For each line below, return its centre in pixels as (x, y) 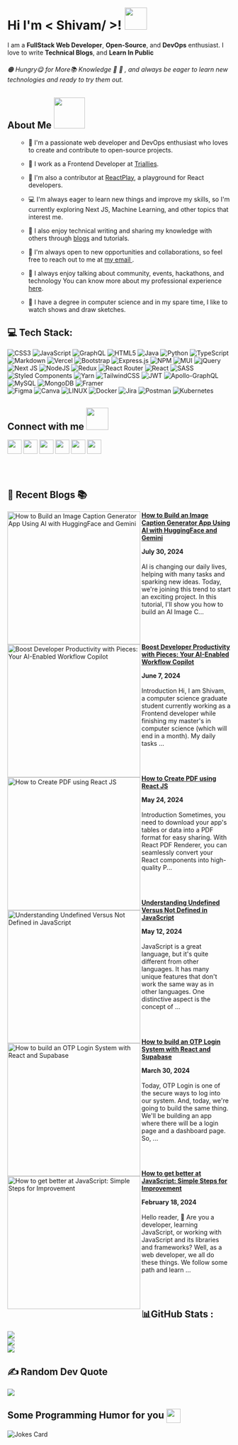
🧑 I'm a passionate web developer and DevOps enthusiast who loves (128, 143)
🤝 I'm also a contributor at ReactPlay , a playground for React (116, 177)
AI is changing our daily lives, (184, 567)
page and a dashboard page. (183, 1131)
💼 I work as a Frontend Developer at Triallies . (93, 164)
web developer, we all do (178, 1255)
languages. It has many (175, 969)
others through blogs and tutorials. (79, 238)
